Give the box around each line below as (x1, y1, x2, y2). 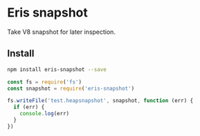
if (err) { (13, 104, 45, 111)
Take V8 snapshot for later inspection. (7, 28, 116, 36)
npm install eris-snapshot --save (7, 66, 107, 73)
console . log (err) (19, 110, 70, 117)
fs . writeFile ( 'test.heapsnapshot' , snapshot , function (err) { (7, 97, 194, 104)
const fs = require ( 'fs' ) (7, 78, 82, 86)
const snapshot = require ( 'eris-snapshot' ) (7, 85, 135, 92)
